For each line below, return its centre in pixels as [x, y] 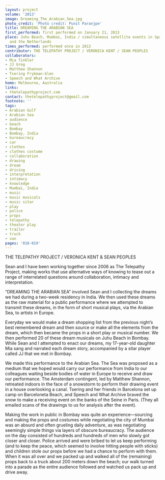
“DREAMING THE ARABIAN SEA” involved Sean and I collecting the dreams [81, 292]
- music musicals [23, 197]
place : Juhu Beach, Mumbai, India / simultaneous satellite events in [79, 37]
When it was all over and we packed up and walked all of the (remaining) [79, 456]
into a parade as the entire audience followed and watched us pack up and [81, 467]
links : [12, 87]
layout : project [22, 10]
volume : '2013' [21, 14]
